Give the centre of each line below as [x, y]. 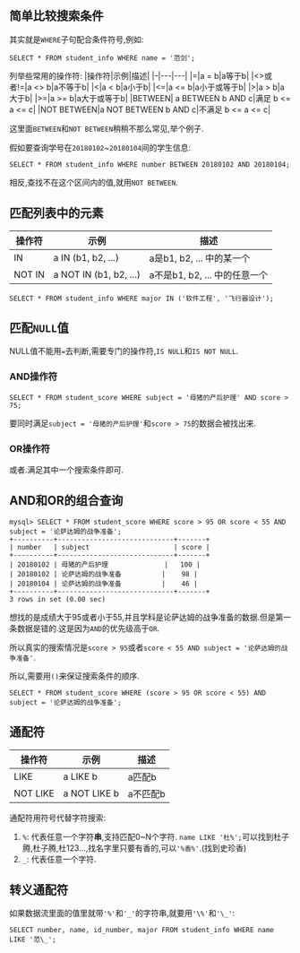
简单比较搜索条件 [56, 16]
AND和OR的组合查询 [66, 501]
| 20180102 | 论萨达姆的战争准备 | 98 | [104, 574]
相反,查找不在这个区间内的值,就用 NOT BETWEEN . [94, 182]
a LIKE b [81, 776]
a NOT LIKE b [91, 793]
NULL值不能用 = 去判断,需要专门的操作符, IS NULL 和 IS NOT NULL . [124, 351]
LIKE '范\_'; [33, 940]
